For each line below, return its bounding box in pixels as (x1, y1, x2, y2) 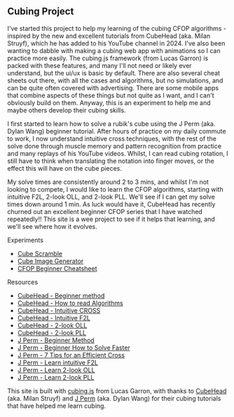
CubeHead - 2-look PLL (17, 328, 87, 337)
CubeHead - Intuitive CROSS (17, 306, 101, 314)
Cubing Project (7, 6, 74, 17)
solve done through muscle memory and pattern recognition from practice (7, 141, 222, 150)
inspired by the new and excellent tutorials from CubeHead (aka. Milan (7, 31, 211, 40)
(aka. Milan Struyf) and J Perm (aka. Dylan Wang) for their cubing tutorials (7, 394, 221, 402)
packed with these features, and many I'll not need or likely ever (7, 61, 192, 69)
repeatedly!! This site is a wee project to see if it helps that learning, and (7, 215, 215, 223)
